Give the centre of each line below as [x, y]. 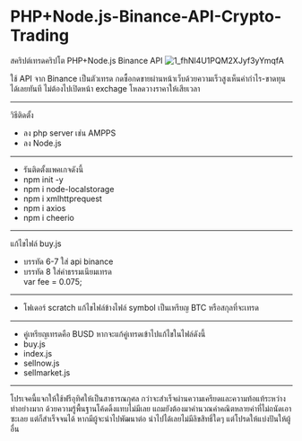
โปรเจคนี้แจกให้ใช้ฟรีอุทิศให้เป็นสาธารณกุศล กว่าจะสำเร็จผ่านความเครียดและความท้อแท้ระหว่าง [148, 398]
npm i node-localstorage [69, 189]
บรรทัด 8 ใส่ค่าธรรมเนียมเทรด [68, 271]
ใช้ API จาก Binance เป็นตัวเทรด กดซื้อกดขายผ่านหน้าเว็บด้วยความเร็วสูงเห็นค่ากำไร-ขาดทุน [148, 78]
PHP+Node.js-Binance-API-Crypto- [146, 17]
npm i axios [44, 207]
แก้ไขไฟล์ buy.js [36, 243]
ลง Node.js [42, 143]
